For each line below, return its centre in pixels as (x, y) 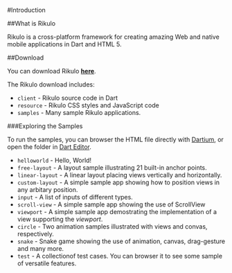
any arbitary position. (47, 190)
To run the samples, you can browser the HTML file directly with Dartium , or (115, 139)
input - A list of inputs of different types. (75, 197)
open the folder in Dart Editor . (50, 147)
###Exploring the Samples (45, 126)
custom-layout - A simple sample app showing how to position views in (118, 182)
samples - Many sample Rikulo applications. (79, 113)
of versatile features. (47, 263)
